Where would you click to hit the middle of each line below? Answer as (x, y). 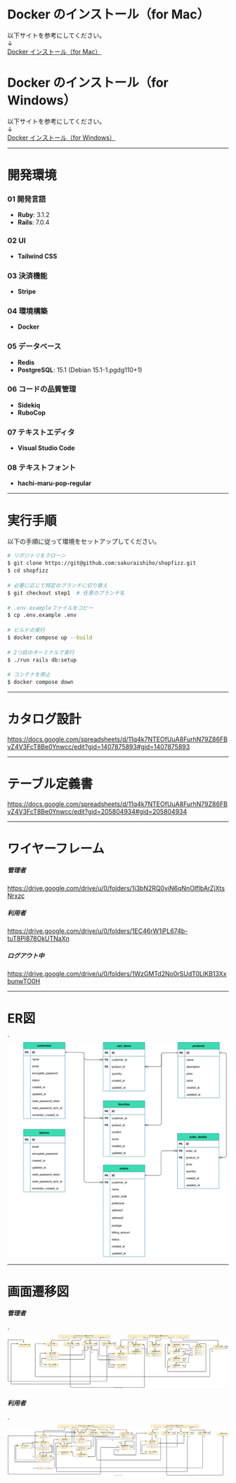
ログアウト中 (26, 956)
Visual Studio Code (46, 448)
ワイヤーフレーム (56, 849)
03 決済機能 (27, 276)
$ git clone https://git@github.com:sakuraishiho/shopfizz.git (102, 563)
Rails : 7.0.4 (33, 222)
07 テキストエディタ (41, 432)
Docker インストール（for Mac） (54, 51)
